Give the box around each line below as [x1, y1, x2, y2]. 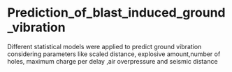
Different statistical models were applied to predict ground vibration [7, 42, 202, 51]
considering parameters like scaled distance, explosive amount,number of [7, 50, 221, 58]
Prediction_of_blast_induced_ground [7, 5, 226, 21]
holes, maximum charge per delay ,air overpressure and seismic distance [7, 57, 218, 65]
